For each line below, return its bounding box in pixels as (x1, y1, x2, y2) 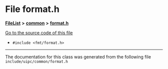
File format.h (5, 3, 60, 15)
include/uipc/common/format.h (5, 59, 68, 64)
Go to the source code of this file (5, 29, 73, 35)
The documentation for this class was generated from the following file (5, 53, 151, 59)
